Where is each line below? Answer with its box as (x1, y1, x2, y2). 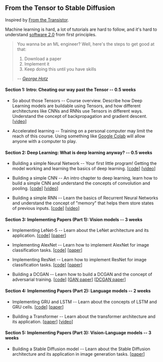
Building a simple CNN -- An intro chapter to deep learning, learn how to (12, 175, 158, 181)
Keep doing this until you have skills (24, 66, 97, 72)
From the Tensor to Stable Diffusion (5, 4, 116, 12)
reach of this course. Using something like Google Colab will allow (12, 133, 145, 139)
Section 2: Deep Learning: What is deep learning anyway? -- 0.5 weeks (5, 149, 153, 156)
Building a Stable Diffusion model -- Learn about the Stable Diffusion (12, 346, 150, 352)
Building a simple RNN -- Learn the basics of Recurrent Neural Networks (12, 195, 159, 201)
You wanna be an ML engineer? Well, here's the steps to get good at (17, 41, 155, 47)
